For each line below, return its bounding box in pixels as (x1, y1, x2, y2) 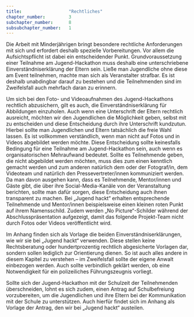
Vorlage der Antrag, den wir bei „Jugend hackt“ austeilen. (6, 304, 144, 311)
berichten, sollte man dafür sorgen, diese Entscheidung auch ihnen (6, 189, 167, 196)
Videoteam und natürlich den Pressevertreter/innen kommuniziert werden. (6, 170, 185, 177)
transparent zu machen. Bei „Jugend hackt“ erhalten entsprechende (6, 195, 170, 202)
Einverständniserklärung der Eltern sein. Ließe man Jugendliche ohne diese (6, 65, 188, 73)
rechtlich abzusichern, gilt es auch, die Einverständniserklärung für (6, 102, 167, 109)
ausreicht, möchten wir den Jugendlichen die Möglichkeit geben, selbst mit (6, 114, 186, 121)
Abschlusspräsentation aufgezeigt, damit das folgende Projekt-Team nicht (6, 214, 184, 221)
